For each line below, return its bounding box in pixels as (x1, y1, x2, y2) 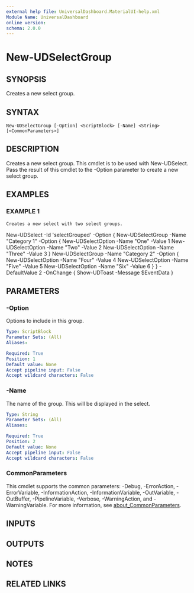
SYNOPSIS (6, 74, 47, 84)
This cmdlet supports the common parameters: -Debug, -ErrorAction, (6, 482, 176, 489)
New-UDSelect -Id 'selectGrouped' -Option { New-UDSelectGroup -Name (6, 231, 186, 238)
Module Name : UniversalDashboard (6, 14, 89, 20)
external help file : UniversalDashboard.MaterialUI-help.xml (6, 8, 160, 15)
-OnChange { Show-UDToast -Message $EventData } (43, 269, 173, 276)
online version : (6, 20, 46, 25)
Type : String (6, 411, 38, 418)
